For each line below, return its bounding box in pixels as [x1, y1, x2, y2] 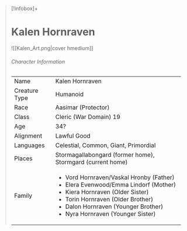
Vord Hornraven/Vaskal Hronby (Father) [65, 173, 175, 181]
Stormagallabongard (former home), [55, 151, 155, 159]
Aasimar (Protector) [55, 103, 110, 111]
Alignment [13, 132, 42, 140]
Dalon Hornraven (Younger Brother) [65, 202, 164, 211]
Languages [13, 141, 45, 149]
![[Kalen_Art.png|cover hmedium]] [11, 44, 93, 51]
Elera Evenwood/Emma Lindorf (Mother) [65, 181, 176, 189]
